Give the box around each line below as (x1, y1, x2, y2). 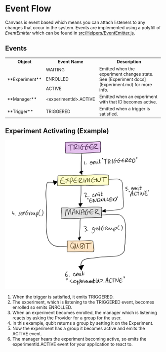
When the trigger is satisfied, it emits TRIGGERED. (12, 294, 114, 300)
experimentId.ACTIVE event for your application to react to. (12, 341, 133, 347)
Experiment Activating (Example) (5, 127, 109, 135)
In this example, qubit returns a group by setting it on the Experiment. (12, 320, 154, 326)
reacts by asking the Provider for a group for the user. (12, 315, 122, 321)
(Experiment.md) (99, 81, 134, 87)
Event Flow (5, 3, 51, 14)
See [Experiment (99, 76, 133, 82)
